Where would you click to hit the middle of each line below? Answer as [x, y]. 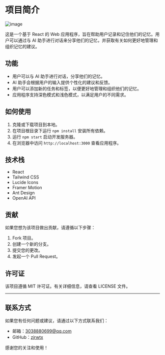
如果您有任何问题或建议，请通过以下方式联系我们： [57, 321]
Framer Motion [27, 188]
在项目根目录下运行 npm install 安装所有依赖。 [60, 130]
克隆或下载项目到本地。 [36, 124]
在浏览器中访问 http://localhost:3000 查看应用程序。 [67, 143]
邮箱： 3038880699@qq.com [42, 331]
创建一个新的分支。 [32, 244]
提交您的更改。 [27, 250]
